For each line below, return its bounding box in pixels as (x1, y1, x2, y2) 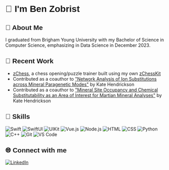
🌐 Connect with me (5, 146, 67, 155)
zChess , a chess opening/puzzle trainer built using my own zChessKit (12, 70, 161, 77)
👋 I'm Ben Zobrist (5, 4, 80, 14)
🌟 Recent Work (5, 57, 54, 65)
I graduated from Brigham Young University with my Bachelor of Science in (5, 37, 164, 43)
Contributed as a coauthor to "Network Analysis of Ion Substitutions (12, 75, 157, 82)
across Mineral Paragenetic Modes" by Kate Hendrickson (12, 81, 135, 87)
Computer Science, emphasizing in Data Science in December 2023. (5, 42, 151, 48)
